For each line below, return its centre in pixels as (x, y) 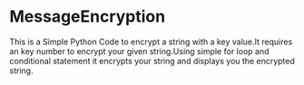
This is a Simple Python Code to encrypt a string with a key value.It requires (151, 42)
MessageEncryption (88, 17)
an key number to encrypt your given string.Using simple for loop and (139, 51)
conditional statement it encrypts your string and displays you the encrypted (152, 61)
